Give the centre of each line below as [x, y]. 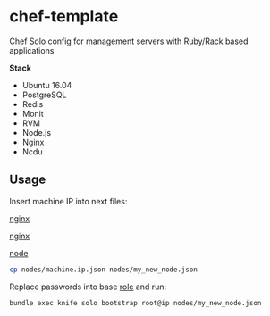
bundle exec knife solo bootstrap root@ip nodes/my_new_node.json [135, 303]
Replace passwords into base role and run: [88, 287]
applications [32, 50]
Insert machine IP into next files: [68, 201]
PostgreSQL [44, 95]
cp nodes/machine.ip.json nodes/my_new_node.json [104, 270]
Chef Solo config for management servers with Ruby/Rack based [129, 41]
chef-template [64, 17]
